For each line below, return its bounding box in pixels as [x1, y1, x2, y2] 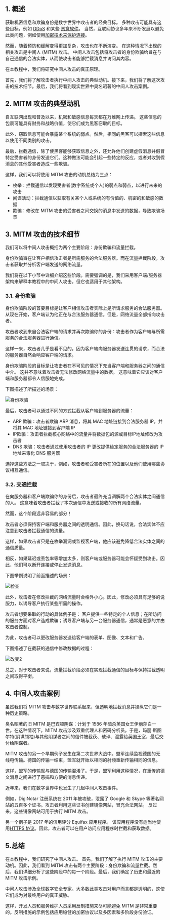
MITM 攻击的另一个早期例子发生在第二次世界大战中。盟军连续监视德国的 [5, 750, 156, 756]
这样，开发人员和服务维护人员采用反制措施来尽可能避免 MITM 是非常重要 [5, 903, 157, 909]
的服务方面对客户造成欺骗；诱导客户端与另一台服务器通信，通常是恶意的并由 [5, 617, 165, 624]
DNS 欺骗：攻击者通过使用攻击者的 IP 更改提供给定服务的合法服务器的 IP [12, 444, 164, 450]
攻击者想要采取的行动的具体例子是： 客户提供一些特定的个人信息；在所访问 [5, 611, 162, 617]
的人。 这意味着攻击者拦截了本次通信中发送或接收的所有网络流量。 [5, 500, 144, 506]
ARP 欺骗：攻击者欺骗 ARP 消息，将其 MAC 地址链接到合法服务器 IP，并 [12, 418, 163, 424]
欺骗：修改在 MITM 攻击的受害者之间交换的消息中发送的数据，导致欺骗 [12, 207, 160, 214]
